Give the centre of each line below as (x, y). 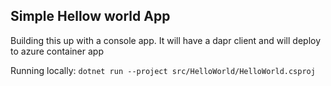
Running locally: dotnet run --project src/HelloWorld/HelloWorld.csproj (163, 70)
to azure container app (57, 51)
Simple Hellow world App (90, 16)
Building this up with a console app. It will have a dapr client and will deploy (166, 40)
